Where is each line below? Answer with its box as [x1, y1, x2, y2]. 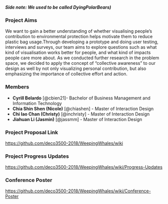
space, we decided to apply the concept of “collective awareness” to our [5, 60, 156, 66]
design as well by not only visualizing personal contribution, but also [5, 65, 146, 72]
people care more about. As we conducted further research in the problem [5, 55, 159, 61]
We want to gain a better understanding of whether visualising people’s [5, 28, 152, 34]
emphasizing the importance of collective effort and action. [5, 71, 128, 77]
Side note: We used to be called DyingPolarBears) [5, 5, 111, 10]
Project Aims [5, 17, 38, 24]
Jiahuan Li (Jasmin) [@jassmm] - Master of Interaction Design [12, 116, 142, 122]
